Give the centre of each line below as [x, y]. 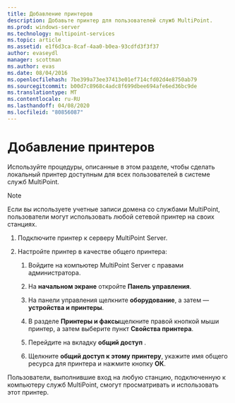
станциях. [22, 224]
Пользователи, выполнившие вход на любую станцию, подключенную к [116, 377]
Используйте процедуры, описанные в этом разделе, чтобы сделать [111, 167]
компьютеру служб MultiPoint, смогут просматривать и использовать [113, 385]
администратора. [54, 272]
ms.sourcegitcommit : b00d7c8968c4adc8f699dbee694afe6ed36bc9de [102, 86]
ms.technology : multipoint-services [61, 34]
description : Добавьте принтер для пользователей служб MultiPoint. [110, 20]
